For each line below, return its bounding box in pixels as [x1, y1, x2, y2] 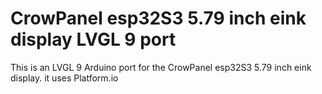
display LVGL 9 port [10, 28, 177, 51]
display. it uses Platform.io [10, 72, 119, 84]
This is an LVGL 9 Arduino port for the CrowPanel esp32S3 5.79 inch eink [10, 61, 312, 73]
